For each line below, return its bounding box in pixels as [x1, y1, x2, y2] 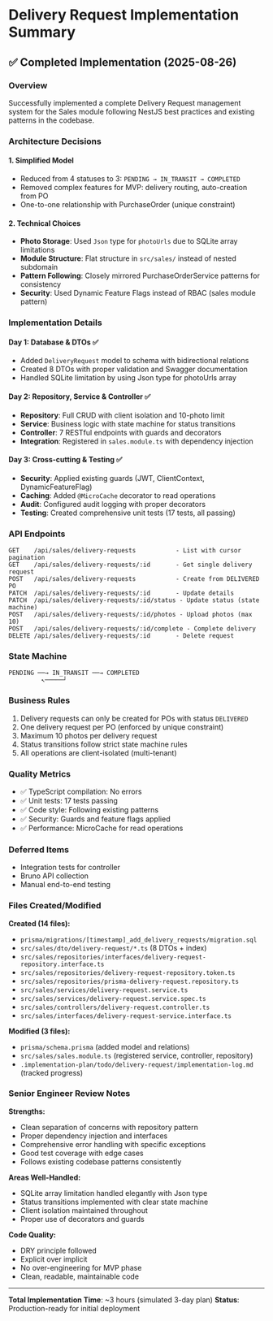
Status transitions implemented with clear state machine [19, 1197, 209, 1206]
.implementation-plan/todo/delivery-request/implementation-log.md [19, 1060, 253, 1069]
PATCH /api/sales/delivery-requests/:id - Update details [8, 589, 234, 598]
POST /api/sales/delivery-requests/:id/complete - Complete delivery [8, 625, 256, 633]
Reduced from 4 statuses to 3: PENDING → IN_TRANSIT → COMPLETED [19, 174, 241, 184]
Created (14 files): [8, 918, 71, 928]
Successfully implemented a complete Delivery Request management [8, 97, 241, 107]
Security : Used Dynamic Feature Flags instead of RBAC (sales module [19, 288, 256, 298]
